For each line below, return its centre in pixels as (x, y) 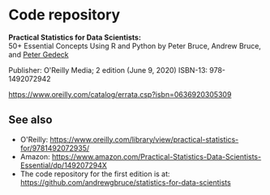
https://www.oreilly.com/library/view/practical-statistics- (144, 139)
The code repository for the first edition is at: (95, 174)
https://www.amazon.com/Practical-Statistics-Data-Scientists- (156, 156)
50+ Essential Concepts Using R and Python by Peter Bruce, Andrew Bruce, (135, 45)
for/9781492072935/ (55, 148)
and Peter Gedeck (39, 54)
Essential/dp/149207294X (64, 165)
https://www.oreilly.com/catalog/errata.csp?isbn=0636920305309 (120, 94)
